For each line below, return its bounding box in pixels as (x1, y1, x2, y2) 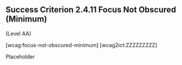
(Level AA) (5, 30, 32, 37)
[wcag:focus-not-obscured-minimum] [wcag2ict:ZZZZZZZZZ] (5, 41, 158, 48)
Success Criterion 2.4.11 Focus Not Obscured (5, 5, 177, 15)
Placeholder (5, 53, 35, 60)
